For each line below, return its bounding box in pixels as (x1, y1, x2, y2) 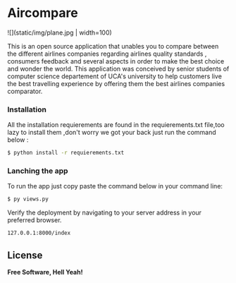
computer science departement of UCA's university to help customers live (7, 72, 222, 80)
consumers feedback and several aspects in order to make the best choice (7, 56, 225, 65)
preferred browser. (7, 216, 62, 224)
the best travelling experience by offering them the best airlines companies (7, 79, 225, 88)
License (7, 249, 43, 261)
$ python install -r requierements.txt (7, 150, 125, 157)
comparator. (7, 87, 43, 95)
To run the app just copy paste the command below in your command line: (7, 182, 223, 191)
